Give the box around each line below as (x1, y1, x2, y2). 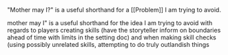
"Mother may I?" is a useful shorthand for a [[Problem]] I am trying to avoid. (7, 6, 222, 14)
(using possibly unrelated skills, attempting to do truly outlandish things (7, 41, 210, 48)
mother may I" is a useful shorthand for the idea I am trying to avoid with (7, 19, 213, 26)
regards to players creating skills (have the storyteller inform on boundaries (7, 26, 221, 34)
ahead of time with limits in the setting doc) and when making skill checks (7, 33, 217, 41)
